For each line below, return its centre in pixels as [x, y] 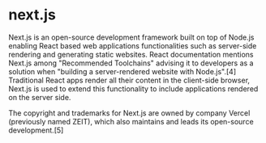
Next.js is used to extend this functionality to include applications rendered [133, 88]
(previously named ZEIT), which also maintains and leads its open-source [131, 121]
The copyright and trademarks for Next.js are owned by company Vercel [129, 113]
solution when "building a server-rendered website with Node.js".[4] [122, 71]
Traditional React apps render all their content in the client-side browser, [129, 80]
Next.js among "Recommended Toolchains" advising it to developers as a [131, 63]
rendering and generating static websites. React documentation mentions [131, 54]
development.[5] [36, 130]
